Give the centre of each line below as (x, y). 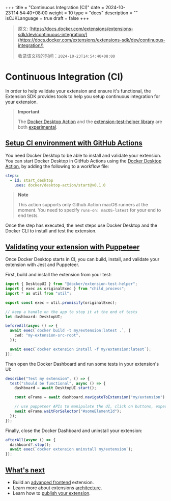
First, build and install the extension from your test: (59, 275)
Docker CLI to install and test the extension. (51, 231)
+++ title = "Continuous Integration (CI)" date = (55, 7)
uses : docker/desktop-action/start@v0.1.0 (60, 185)
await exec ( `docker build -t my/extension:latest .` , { (70, 331)
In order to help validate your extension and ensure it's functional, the (78, 91)
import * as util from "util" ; (38, 293)
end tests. (28, 216)
